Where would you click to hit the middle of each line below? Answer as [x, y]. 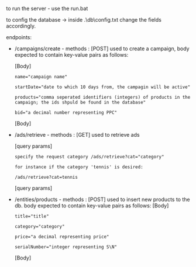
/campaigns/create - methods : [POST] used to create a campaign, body [102, 48]
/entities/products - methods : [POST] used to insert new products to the [102, 199]
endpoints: [19, 37]
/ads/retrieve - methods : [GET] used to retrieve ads [77, 135]
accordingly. [21, 26]
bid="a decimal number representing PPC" [66, 113]
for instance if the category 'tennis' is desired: [79, 167]
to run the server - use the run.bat [47, 8]
